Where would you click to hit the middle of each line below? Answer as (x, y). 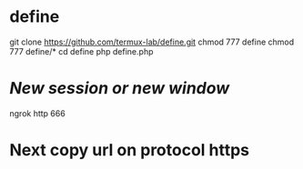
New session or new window (120, 89)
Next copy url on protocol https (130, 150)
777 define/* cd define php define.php (81, 51)
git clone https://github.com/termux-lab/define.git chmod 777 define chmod (152, 42)
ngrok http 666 (37, 113)
